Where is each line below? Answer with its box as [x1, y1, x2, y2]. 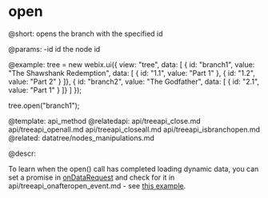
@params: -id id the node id [8, 44, 101, 53]
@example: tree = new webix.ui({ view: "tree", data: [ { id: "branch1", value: [8, 59, 255, 69]
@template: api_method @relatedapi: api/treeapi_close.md [8, 116, 201, 125]
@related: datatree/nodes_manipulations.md [8, 133, 154, 142]
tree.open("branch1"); [8, 101, 80, 110]
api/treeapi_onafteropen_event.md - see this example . [8, 180, 186, 190]
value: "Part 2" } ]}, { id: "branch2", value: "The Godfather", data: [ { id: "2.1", [8, 77, 260, 86]
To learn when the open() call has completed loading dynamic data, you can [8, 164, 259, 173]
